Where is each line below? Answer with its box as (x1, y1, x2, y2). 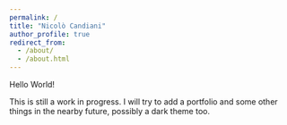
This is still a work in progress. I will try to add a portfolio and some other (9, 96, 278, 107)
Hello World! (9, 79, 56, 89)
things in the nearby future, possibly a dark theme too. (9, 106, 211, 116)
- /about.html (17, 54, 70, 63)
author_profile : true (9, 29, 91, 38)
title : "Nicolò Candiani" (9, 21, 106, 30)
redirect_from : (9, 37, 66, 47)
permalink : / (9, 12, 58, 22)
